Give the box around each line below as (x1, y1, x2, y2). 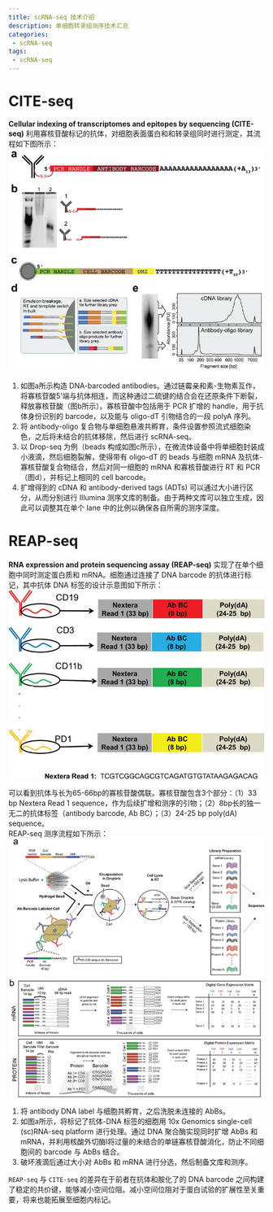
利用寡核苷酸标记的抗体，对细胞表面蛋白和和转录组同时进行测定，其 (25, 129, 254, 138)
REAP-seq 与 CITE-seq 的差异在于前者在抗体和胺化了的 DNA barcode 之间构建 (8, 1175, 265, 1184)
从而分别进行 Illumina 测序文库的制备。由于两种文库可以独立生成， (34, 493, 258, 503)
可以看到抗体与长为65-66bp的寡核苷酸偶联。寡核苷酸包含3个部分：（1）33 (8, 788, 258, 798)
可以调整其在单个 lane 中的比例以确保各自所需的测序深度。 (27, 503, 224, 512)
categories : (8, 30, 49, 38)
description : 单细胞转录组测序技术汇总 (8, 21, 128, 30)
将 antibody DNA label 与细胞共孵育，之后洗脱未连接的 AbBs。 (19, 1106, 230, 1116)
